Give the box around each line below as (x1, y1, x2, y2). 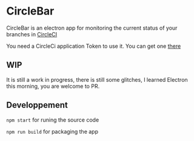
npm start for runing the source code (6, 116, 99, 123)
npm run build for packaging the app (6, 128, 99, 135)
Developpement (6, 100, 69, 110)
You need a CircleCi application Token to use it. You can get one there (6, 42, 181, 50)
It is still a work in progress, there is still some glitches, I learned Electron (6, 76, 188, 83)
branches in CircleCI (6, 30, 58, 38)
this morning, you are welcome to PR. (6, 82, 100, 90)
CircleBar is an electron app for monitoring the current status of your (6, 24, 178, 31)
